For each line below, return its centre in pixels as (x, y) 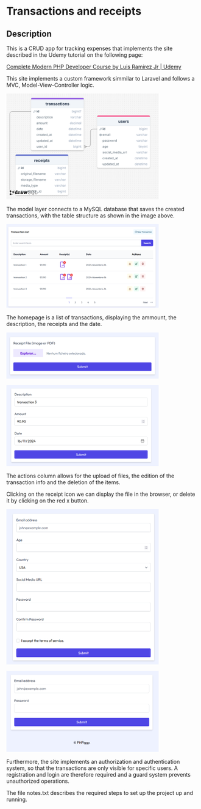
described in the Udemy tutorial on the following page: (75, 55)
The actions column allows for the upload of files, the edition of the (90, 476)
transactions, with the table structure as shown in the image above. (90, 216)
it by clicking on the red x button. (48, 500)
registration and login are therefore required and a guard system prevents (98, 775)
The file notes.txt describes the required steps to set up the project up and (100, 793)
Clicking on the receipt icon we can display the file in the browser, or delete (101, 494)
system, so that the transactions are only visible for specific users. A (92, 768)
